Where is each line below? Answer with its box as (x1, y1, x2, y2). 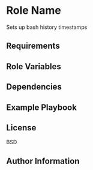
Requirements (6, 41, 60, 51)
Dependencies (6, 82, 62, 92)
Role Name (6, 4, 61, 17)
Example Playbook (6, 102, 77, 112)
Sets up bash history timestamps (6, 23, 88, 31)
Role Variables (6, 61, 61, 71)
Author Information (6, 156, 80, 166)
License (6, 123, 37, 133)
